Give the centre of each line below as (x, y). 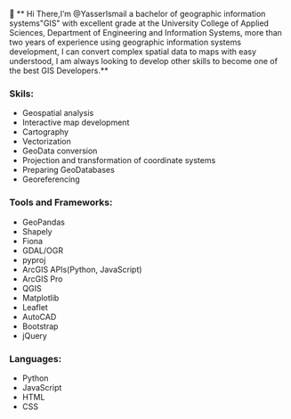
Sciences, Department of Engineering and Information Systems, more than (146, 33)
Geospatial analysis (58, 113)
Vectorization (46, 142)
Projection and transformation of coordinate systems (119, 160)
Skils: (21, 94)
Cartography (45, 132)
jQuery (34, 335)
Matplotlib (40, 298)
